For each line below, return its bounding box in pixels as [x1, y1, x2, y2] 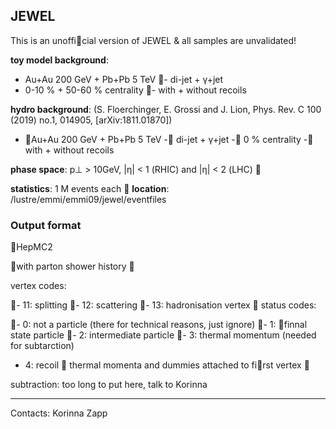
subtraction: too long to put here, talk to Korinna [10, 379, 208, 391]
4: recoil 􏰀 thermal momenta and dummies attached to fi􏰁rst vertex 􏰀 [24, 359, 310, 371]
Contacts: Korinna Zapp [10, 407, 108, 419]
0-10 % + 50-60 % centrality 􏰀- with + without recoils [24, 84, 247, 96]
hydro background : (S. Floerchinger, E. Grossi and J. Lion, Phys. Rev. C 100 [10, 103, 322, 115]
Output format [10, 218, 82, 232]
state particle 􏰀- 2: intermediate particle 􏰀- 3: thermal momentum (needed [10, 329, 317, 341]
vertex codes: [10, 280, 67, 292]
